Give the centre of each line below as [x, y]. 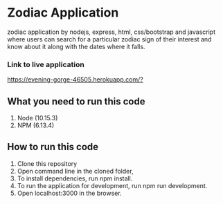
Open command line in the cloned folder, [75, 171]
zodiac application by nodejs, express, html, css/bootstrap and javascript [111, 32]
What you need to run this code [76, 101]
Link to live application [46, 64]
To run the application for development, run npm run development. [112, 185]
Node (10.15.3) [37, 118]
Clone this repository [47, 163]
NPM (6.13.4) [36, 125]
